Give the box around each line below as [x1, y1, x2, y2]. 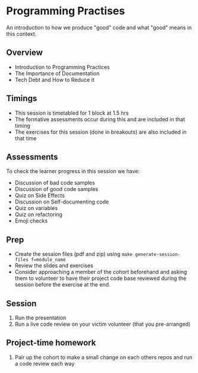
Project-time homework [6, 338, 96, 348]
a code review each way [14, 360, 75, 367]
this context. [6, 30, 37, 37]
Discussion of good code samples [14, 186, 99, 193]
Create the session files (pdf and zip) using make [14, 251, 133, 258]
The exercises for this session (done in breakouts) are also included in [14, 128, 187, 135]
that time [14, 134, 37, 141]
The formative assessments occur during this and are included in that [14, 115, 186, 123]
